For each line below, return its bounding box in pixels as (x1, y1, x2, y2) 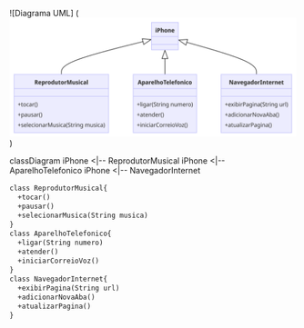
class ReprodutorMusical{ (9, 184, 107, 193)
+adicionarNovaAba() (17, 293, 96, 302)
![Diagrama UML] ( (9, 8, 79, 18)
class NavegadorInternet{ (9, 274, 107, 283)
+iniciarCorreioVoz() (17, 256, 100, 265)
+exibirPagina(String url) (17, 283, 120, 293)
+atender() (17, 247, 59, 256)
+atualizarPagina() (17, 302, 92, 311)
